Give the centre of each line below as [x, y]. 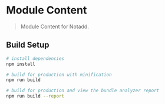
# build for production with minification [59, 75]
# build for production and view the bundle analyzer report [83, 91]
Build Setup [28, 45]
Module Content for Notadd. [55, 26]
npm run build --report [35, 96]
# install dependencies [35, 58]
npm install [21, 64]
